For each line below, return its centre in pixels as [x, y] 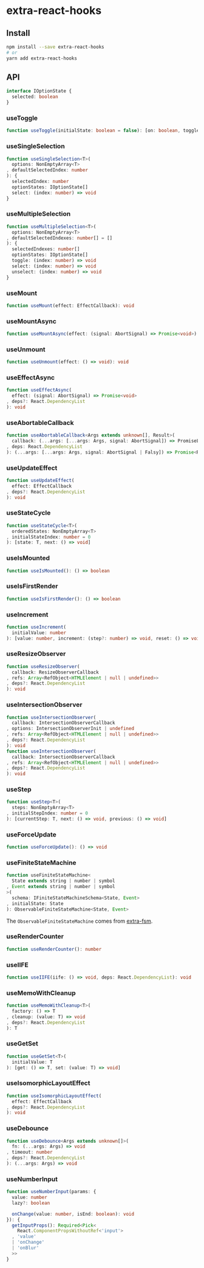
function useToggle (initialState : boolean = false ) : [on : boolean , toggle [103, 131]
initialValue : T [32, 1062]
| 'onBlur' [25, 1248]
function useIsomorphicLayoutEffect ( [54, 1096]
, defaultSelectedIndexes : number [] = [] [59, 238]
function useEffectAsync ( [39, 390]
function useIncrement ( [36, 627]
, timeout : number [29, 1153]
